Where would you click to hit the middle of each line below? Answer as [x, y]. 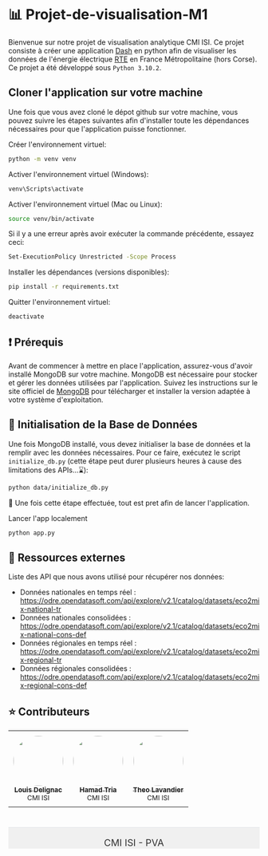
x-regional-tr [41, 660]
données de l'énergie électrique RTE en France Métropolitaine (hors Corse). [133, 59]
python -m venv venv [43, 159]
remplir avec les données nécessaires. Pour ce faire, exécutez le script [124, 452]
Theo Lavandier [158, 790]
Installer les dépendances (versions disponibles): [89, 272]
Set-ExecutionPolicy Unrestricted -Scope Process [93, 257]
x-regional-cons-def [53, 685]
